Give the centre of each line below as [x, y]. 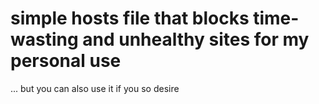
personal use [66, 61]
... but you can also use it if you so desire [95, 88]
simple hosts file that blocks [130, 18]
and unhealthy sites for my [196, 39]
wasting [44, 39]
